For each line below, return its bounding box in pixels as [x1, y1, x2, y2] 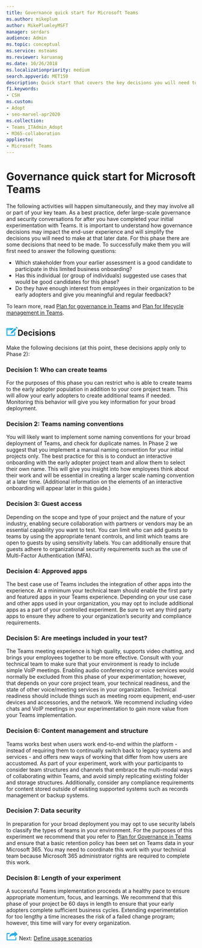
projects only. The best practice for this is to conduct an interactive [6, 452, 173, 460]
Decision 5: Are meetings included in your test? [6, 634, 148, 642]
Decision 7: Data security [6, 806, 81, 815]
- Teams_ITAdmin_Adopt [6, 124, 63, 130]
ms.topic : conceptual [6, 42, 61, 48]
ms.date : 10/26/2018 [6, 60, 58, 66]
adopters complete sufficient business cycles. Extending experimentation [6, 906, 188, 914]
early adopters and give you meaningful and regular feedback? [14, 291, 171, 298]
